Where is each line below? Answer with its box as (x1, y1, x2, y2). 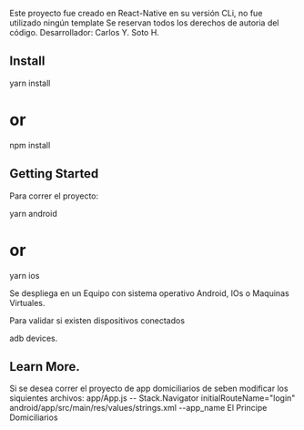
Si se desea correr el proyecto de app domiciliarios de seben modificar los (9, 383, 289, 394)
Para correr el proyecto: (9, 190, 99, 201)
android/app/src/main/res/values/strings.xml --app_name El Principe (9, 403, 268, 414)
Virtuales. (9, 297, 46, 308)
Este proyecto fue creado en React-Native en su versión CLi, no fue (9, 8, 263, 18)
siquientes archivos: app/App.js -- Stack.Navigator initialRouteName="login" (9, 393, 296, 404)
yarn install (9, 77, 51, 88)
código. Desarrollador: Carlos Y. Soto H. (9, 27, 159, 37)
